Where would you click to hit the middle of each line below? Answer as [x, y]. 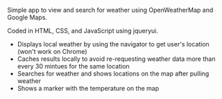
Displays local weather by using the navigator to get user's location [113, 44]
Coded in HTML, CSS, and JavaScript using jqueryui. [83, 31]
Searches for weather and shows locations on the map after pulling [113, 73]
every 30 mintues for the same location [73, 66]
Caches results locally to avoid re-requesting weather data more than [116, 59]
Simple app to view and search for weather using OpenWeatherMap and [110, 10]
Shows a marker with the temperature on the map [88, 88]
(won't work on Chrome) [52, 52]
